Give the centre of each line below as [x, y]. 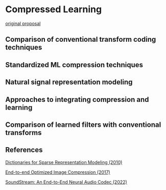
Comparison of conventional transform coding [81, 39]
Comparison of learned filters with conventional [83, 125]
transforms [23, 133]
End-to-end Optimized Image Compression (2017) [58, 172]
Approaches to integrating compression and [77, 100]
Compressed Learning [54, 9]
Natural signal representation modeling [69, 82]
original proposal [23, 23]
